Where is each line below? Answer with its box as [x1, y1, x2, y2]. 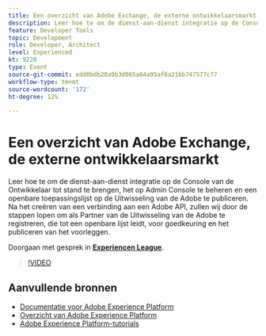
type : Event [8, 63, 47, 71]
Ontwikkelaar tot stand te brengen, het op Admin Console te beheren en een [8, 185, 257, 195]
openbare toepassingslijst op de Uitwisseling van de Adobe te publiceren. [8, 193, 249, 203]
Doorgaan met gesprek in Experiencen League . [8, 242, 165, 252]
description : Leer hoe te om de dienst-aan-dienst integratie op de [8, 19, 239, 27]
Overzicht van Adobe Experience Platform [19, 311, 158, 319]
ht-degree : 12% [8, 93, 59, 101]
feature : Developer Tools [8, 26, 93, 34]
